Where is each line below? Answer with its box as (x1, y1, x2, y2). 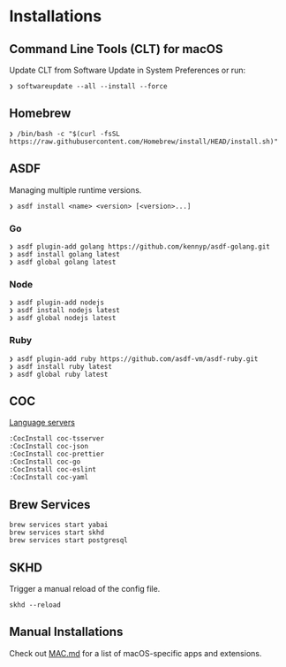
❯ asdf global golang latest (9, 257, 117, 266)
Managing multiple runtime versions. (9, 184, 142, 195)
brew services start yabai (9, 520, 109, 530)
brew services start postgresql (9, 536, 128, 545)
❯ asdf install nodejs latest (9, 306, 121, 315)
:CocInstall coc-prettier (9, 449, 104, 459)
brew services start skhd (9, 528, 104, 537)
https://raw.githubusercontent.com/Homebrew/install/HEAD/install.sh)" (9, 137, 278, 146)
